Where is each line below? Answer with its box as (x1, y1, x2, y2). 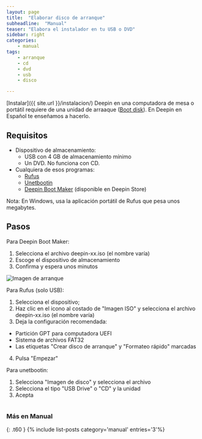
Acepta (15, 391, 34, 399)
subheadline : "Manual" (6, 20, 67, 26)
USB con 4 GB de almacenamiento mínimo (24, 152, 132, 160)
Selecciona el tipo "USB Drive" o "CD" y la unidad (15, 385, 141, 392)
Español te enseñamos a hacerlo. (6, 113, 91, 120)
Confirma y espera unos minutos (15, 263, 98, 270)
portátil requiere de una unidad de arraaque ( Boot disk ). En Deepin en (6, 106, 182, 113)
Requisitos (6, 130, 48, 141)
